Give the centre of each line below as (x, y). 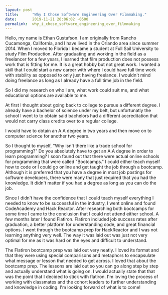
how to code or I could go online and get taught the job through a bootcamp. (84, 167)
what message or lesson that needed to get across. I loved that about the (81, 261)
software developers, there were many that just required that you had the (81, 177)
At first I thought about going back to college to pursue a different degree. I (83, 105)
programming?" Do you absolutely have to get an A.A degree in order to (79, 151)
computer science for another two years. (47, 136)
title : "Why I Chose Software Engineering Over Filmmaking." (76, 14)
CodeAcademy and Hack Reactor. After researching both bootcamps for (80, 208)
